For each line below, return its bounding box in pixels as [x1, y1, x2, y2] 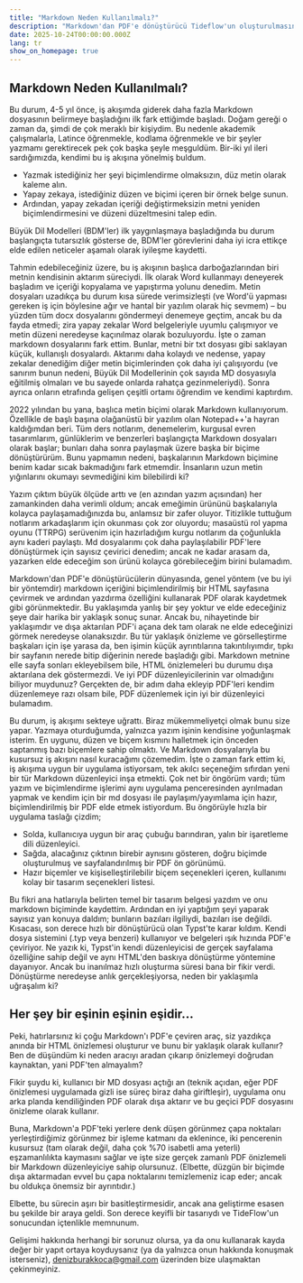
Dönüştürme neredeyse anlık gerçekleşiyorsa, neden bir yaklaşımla [9, 971, 259, 982]
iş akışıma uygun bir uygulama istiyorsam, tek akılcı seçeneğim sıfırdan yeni [9, 763, 290, 774]
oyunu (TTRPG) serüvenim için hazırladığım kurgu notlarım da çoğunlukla [9, 527, 281, 538]
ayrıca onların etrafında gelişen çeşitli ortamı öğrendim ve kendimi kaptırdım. [9, 386, 293, 397]
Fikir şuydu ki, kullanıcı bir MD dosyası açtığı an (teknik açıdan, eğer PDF [9, 1076, 280, 1087]
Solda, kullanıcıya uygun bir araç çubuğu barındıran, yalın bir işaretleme [22, 828, 289, 839]
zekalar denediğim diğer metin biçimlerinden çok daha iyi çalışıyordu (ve [9, 357, 279, 368]
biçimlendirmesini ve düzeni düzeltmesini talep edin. [22, 208, 217, 218]
